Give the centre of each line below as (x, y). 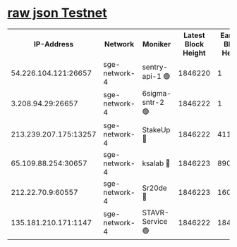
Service (155, 221)
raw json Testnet (57, 13)
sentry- (155, 67)
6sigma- (157, 93)
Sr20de (154, 188)
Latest (194, 35)
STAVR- (156, 213)
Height (194, 53)
